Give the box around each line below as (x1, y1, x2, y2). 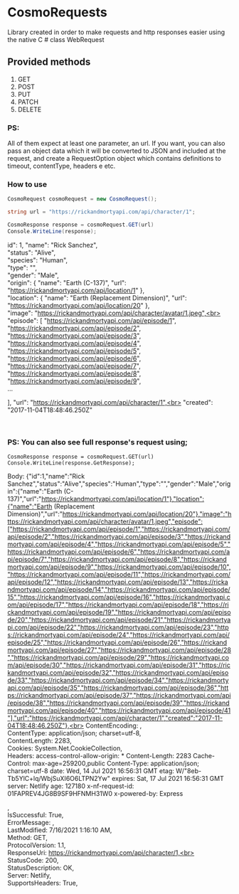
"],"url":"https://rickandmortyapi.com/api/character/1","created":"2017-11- (7, 714, 223, 723)
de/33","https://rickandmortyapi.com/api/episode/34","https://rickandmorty (7, 676, 229, 685)
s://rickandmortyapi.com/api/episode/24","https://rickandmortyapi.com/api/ (7, 631, 230, 639)
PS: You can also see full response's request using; (7, 437, 188, 447)
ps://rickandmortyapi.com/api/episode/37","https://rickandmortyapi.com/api (7, 691, 231, 700)
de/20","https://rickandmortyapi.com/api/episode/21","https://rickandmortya (7, 616, 231, 624)
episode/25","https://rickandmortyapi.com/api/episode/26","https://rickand (7, 638, 228, 647)
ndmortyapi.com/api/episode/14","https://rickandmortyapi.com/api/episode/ (7, 585, 230, 594)
